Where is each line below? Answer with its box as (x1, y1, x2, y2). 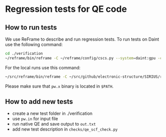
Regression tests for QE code (5, 3, 127, 15)
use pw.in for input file (12, 116, 58, 122)
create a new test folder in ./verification (12, 110, 93, 117)
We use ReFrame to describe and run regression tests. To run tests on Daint (5, 36, 160, 42)
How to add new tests (5, 97, 73, 106)
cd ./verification (5, 51, 43, 56)
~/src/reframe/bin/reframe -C (5, 74, 68, 79)
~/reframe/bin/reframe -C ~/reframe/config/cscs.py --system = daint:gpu (5, 55, 156, 60)
